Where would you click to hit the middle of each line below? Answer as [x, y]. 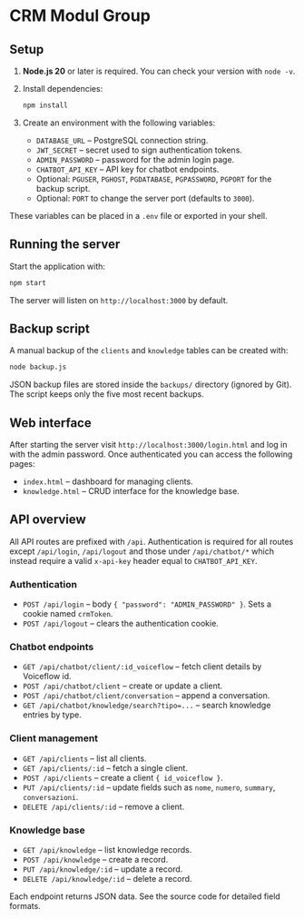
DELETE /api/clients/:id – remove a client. [103, 806]
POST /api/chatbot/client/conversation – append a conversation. [146, 696]
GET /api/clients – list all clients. [84, 758]
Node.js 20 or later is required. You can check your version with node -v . [159, 71]
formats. [25, 906]
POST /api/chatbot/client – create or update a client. [123, 686]
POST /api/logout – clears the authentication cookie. [121, 624]
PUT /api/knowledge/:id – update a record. [103, 869]
